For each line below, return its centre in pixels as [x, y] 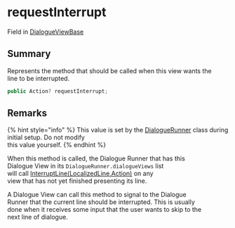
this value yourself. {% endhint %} [57, 145]
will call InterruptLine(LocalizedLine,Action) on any [80, 174]
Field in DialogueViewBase [46, 32]
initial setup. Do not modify [46, 137]
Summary [29, 54]
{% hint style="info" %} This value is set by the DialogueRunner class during [118, 130]
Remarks [27, 113]
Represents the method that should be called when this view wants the [109, 70]
